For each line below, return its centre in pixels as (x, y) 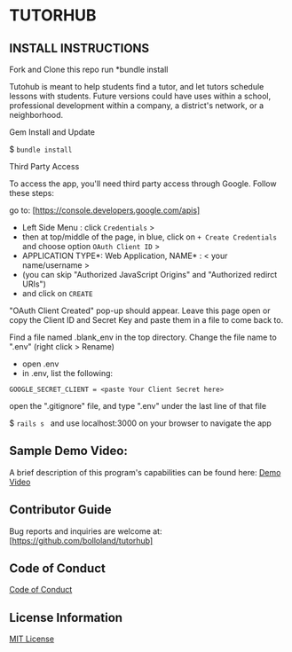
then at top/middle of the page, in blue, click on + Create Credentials (150, 237)
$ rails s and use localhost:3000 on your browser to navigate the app (141, 423)
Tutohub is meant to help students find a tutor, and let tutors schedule (137, 86)
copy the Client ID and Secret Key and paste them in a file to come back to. (146, 320)
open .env (40, 364)
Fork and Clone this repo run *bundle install (89, 69)
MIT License (32, 639)
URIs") (34, 284)
